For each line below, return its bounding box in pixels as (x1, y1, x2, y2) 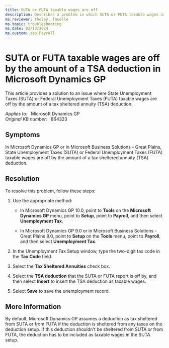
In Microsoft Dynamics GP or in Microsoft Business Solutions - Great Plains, (5, 144, 162, 150)
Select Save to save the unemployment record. (12, 288, 110, 294)
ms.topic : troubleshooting (5, 21, 62, 27)
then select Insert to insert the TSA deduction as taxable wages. (12, 278, 147, 284)
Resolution (5, 174, 40, 183)
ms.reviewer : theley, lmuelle (5, 17, 69, 22)
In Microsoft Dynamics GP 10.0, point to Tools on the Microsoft (20, 207, 151, 213)
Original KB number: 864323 (5, 116, 68, 122)
